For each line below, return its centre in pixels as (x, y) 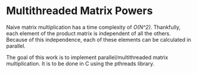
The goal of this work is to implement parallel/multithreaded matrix (87, 57)
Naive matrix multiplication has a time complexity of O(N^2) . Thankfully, (93, 27)
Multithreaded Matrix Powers (80, 11)
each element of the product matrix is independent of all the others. (89, 33)
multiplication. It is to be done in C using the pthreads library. (80, 64)
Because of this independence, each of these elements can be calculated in (98, 39)
